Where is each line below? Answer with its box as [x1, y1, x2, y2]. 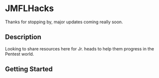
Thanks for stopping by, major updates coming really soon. [5, 19, 123, 25]
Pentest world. [5, 51, 34, 57]
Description [5, 33, 41, 41]
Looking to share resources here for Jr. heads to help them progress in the [5, 46, 154, 51]
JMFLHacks [5, 3, 54, 14]
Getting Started [5, 65, 53, 73]
